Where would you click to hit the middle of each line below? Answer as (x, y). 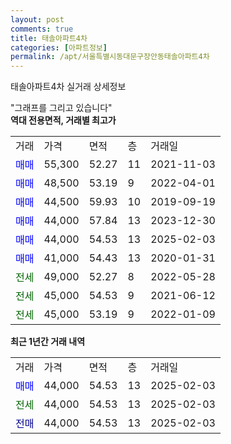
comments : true (42, 29)
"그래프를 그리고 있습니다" (61, 108)
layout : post (37, 19)
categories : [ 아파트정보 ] (59, 47)
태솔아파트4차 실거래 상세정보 (68, 87)
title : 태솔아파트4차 (49, 38)
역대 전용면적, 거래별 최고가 (63, 120)
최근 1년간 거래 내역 (48, 342)
